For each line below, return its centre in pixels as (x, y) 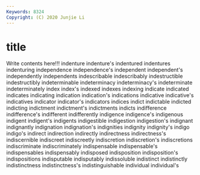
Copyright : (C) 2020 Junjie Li (45, 17)
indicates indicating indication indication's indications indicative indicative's (100, 95)
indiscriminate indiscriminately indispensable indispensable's (82, 146)
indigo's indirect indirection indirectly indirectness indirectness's (86, 134)
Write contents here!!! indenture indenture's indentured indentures (88, 64)
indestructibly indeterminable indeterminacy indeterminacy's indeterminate (99, 83)
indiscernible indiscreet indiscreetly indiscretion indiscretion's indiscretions (99, 140)
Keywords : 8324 (25, 12)
